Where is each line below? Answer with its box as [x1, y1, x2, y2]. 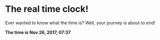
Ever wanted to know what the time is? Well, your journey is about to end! [5, 20, 156, 26]
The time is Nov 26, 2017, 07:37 [5, 29, 71, 35]
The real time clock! [5, 3, 88, 15]
